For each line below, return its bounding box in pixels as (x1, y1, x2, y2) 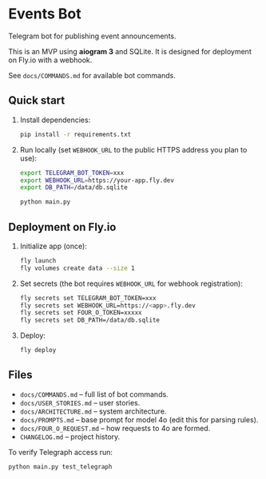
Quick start (8, 93, 66, 108)
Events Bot (8, 5, 81, 23)
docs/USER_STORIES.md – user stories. (19, 398, 141, 407)
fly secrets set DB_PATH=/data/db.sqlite (19, 316, 160, 324)
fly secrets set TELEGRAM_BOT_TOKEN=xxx (19, 294, 157, 302)
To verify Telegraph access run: (8, 447, 113, 457)
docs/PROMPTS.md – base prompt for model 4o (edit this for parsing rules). (19, 414, 259, 424)
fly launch (19, 256, 57, 264)
